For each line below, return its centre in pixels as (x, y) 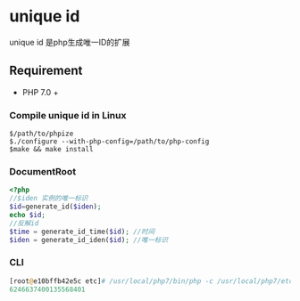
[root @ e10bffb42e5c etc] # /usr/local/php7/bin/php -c (112, 281)
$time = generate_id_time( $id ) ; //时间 (82, 232)
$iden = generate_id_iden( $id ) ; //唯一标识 (88, 240)
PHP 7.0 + (40, 92)
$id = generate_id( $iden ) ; (55, 207)
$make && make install (51, 150)
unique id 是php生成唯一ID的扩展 (70, 42)
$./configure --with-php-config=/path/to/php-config (109, 142)
